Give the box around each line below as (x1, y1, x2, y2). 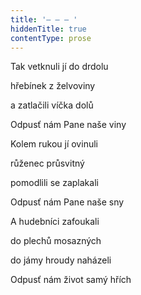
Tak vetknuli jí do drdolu (10, 61, 109, 73)
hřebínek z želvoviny (10, 80, 96, 92)
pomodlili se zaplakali (10, 177, 99, 189)
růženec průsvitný (10, 157, 85, 170)
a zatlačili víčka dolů (10, 99, 94, 111)
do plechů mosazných (10, 235, 102, 247)
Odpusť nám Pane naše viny (10, 119, 127, 131)
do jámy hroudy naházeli (10, 254, 112, 266)
